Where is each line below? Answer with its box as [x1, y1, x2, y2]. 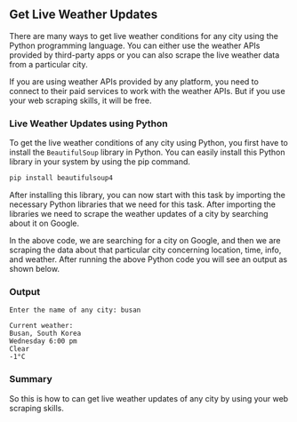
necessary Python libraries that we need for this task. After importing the [9, 199, 277, 210]
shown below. [9, 263, 60, 274]
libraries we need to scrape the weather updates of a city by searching [9, 208, 269, 219]
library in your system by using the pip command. [9, 156, 191, 167]
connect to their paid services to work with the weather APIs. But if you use [9, 85, 286, 96]
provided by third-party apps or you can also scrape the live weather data [9, 49, 280, 60]
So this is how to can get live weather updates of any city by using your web [9, 393, 289, 403]
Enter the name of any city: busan [9, 306, 141, 315]
